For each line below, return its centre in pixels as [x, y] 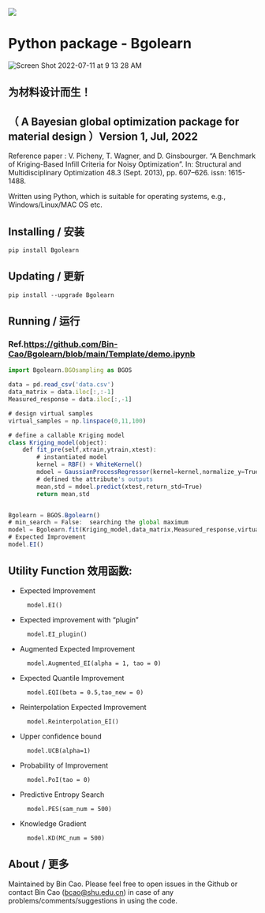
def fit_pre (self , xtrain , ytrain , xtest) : [90, 450]
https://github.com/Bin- [71, 344]
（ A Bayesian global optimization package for [124, 121]
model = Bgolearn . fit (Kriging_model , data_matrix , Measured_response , [123, 530]
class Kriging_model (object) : [58, 442]
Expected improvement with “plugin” [79, 619]
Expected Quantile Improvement [72, 678]
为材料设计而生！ [50, 92]
